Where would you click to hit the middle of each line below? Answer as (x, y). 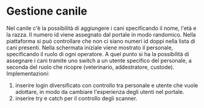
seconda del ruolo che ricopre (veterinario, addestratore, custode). (90, 67)
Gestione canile (47, 11)
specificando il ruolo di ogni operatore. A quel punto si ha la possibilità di (98, 54)
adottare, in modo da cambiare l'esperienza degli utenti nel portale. (100, 92)
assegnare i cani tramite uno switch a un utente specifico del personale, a (99, 60)
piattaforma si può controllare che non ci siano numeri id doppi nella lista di (101, 41)
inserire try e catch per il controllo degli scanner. (76, 98)
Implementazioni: (28, 73)
